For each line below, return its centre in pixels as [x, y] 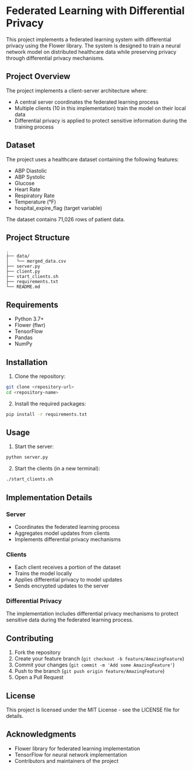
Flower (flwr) [30, 325]
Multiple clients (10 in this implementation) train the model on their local [100, 108]
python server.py [27, 458]
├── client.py [23, 271]
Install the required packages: [50, 403]
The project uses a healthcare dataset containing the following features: [92, 159]
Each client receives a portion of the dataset [68, 567]
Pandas [24, 338]
